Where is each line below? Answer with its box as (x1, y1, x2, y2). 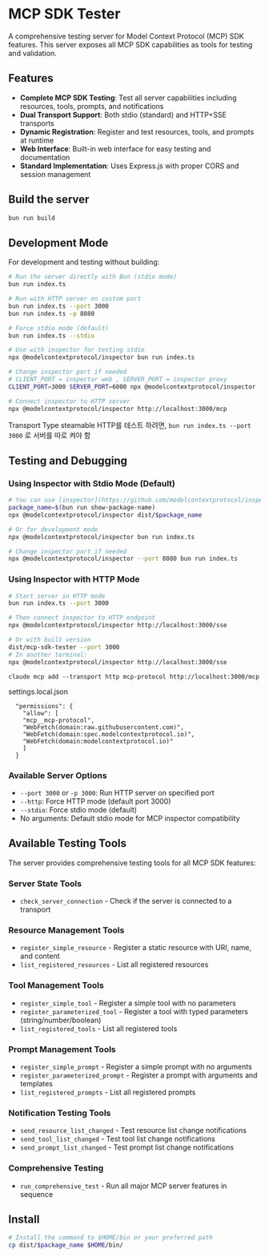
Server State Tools (8, 878, 82, 889)
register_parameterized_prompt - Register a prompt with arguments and (19, 1070, 258, 1080)
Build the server (8, 193, 90, 207)
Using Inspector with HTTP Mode (8, 574, 140, 585)
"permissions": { (15, 702, 74, 710)
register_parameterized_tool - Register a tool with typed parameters (19, 1006, 248, 1016)
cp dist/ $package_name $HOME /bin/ (8, 1241, 124, 1250)
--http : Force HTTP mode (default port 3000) (19, 796, 171, 806)
